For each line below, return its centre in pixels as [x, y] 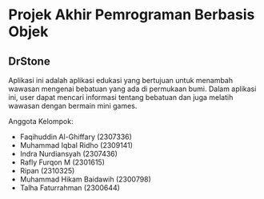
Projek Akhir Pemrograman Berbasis [132, 15]
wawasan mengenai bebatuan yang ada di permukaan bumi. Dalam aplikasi [132, 89]
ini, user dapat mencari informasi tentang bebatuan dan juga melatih [121, 97]
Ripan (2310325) [47, 171]
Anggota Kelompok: [41, 121]
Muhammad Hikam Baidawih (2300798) [86, 179]
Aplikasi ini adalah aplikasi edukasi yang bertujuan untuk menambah [121, 80]
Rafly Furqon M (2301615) [62, 162]
